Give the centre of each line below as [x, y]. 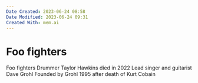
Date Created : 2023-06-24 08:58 [46, 11]
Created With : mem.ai [33, 22]
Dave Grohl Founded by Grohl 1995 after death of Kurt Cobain [81, 74]
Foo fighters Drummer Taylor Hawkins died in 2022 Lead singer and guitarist [99, 68]
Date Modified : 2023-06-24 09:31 [47, 17]
